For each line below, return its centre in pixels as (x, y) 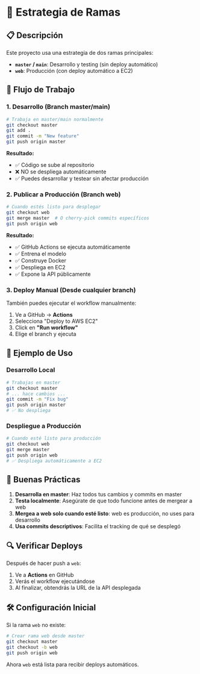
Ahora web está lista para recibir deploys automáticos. (73, 664)
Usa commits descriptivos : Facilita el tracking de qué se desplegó (98, 526)
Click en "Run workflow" (46, 328)
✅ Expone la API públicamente (53, 274)
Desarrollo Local (31, 370)
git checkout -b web (32, 647)
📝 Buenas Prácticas (43, 480)
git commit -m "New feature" (43, 136)
